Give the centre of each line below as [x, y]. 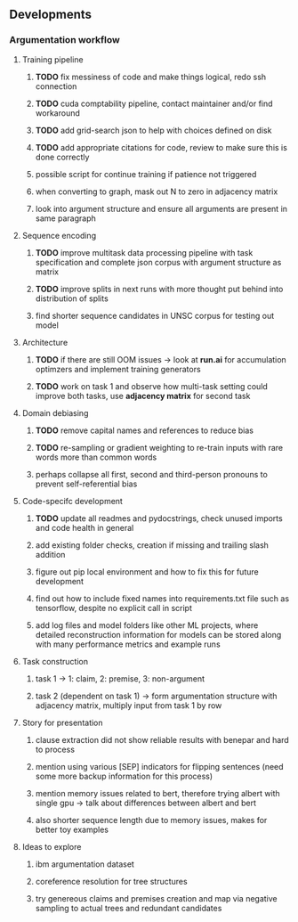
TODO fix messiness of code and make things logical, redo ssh [151, 77]
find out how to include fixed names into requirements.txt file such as [162, 598]
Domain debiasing [55, 412]
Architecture [45, 342]
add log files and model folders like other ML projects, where [147, 625]
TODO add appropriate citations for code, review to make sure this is [161, 147]
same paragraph [65, 218]
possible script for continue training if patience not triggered [146, 174]
